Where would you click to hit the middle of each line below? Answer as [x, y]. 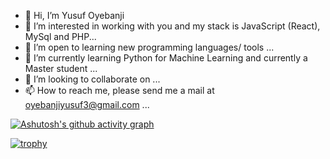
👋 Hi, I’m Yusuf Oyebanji [74, 15]
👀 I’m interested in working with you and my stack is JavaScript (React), [172, 26]
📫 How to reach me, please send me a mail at [119, 90]
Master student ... [61, 68]
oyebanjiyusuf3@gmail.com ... [87, 104]
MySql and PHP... [60, 36]
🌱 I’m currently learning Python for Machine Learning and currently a [166, 58]
